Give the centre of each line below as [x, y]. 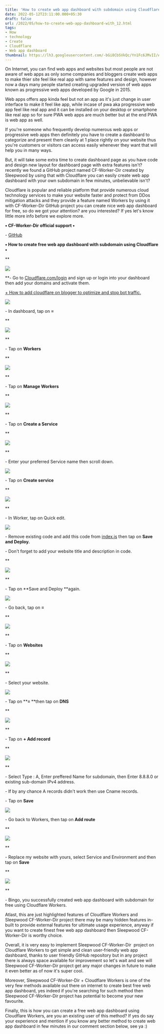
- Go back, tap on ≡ [25, 608]
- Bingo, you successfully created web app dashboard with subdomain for [80, 900]
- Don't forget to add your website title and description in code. [69, 551]
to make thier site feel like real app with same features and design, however [81, 79]
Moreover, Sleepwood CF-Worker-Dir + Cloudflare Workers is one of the [78, 980]
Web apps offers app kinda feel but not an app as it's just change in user [78, 99]
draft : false [18, 19]
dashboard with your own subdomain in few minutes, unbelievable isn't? [78, 181]
